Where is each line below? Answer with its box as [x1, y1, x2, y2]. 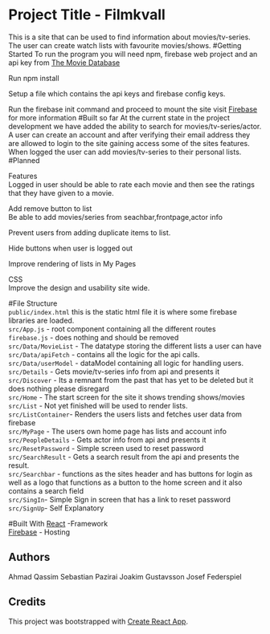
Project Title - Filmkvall [8, 6, 166, 24]
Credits [8, 595, 47, 609]
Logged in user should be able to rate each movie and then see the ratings [8, 179, 256, 189]
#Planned [8, 155, 40, 165]
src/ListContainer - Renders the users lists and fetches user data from [8, 409, 243, 419]
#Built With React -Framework [8, 518, 108, 528]
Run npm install [8, 73, 59, 83]
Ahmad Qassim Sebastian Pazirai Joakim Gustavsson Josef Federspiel [8, 571, 243, 581]
